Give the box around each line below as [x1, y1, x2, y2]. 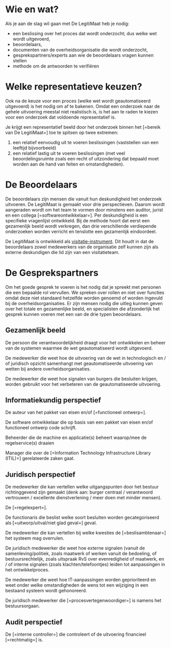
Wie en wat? [5, 4, 59, 15]
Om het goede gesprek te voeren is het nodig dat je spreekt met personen [5, 284, 161, 290]
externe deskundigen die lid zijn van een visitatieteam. [5, 249, 120, 255]
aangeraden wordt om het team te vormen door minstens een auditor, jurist [5, 206, 163, 213]
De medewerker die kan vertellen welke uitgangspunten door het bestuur [5, 484, 159, 490]
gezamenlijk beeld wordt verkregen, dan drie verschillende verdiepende [5, 223, 157, 229]
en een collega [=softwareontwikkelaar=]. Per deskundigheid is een [5, 212, 148, 218]
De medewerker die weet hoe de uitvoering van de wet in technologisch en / [5, 355, 166, 361]
